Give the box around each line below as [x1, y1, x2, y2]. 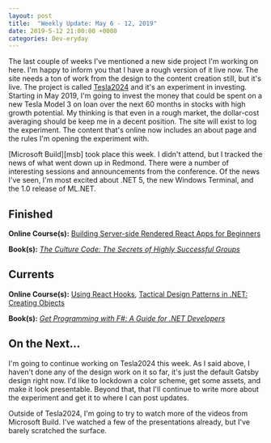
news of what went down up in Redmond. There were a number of [8, 158, 229, 168]
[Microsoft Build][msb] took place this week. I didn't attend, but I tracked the [8, 150, 263, 159]
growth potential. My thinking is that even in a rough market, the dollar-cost [8, 108, 260, 118]
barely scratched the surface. [8, 425, 108, 435]
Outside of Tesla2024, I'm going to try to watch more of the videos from [8, 408, 248, 418]
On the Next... [8, 337, 81, 351]
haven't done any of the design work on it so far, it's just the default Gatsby [8, 367, 259, 377]
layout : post [8, 11, 53, 20]
